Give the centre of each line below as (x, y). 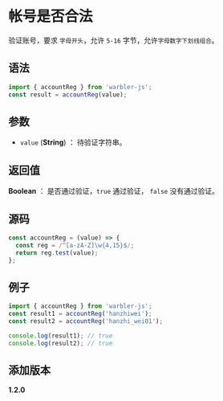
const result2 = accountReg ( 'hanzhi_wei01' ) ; (85, 321)
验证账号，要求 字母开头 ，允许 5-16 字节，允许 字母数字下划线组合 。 (114, 40)
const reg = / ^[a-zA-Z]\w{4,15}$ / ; (75, 245)
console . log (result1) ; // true (61, 336)
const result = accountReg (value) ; (68, 94)
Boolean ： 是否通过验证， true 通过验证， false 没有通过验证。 (114, 191)
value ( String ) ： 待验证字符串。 (73, 142)
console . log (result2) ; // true (61, 343)
